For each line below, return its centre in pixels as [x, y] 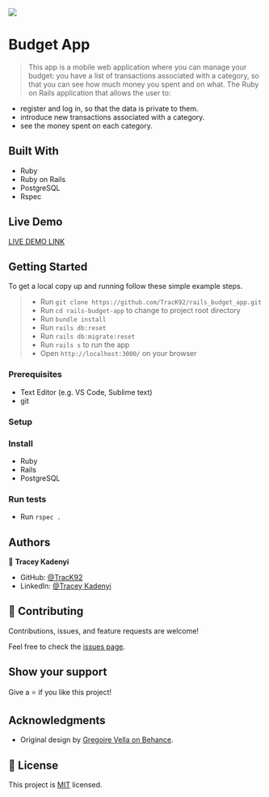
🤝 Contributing [46, 611]
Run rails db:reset [73, 328]
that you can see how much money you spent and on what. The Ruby [143, 84]
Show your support [58, 672]
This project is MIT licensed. [55, 785]
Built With [34, 151]
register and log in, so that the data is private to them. [109, 108]
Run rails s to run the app [85, 345]
